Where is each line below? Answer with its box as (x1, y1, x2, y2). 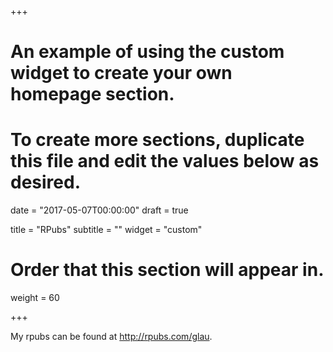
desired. (10, 171, 81, 194)
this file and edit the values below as (10, 150, 320, 173)
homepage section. (10, 83, 175, 106)
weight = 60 (10, 292, 60, 304)
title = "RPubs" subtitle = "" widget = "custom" (10, 224, 203, 236)
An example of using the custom (10, 41, 285, 63)
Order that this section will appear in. (10, 259, 325, 281)
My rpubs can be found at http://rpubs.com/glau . (10, 331, 213, 343)
